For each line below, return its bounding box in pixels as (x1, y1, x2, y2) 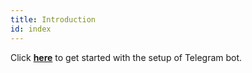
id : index (10, 24, 52, 34)
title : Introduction (10, 14, 97, 25)
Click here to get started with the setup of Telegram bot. (10, 51, 243, 63)
